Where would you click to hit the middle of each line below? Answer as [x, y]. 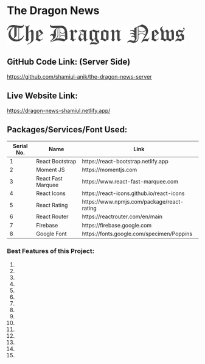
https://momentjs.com [109, 170]
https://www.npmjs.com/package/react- [133, 202]
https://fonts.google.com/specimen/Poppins [137, 234]
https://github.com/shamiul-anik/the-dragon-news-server [79, 76]
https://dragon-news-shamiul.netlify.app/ [59, 110]
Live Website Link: [43, 96]
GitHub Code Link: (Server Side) [69, 62]
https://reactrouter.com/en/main [122, 216]
